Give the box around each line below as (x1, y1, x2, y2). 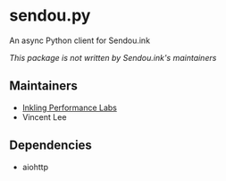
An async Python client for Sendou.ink (9, 35, 150, 46)
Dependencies (9, 138, 92, 153)
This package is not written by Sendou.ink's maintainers (9, 52, 217, 63)
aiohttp (21, 161, 49, 172)
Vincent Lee (21, 111, 67, 122)
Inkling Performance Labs (21, 102, 118, 113)
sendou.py (9, 5, 91, 26)
